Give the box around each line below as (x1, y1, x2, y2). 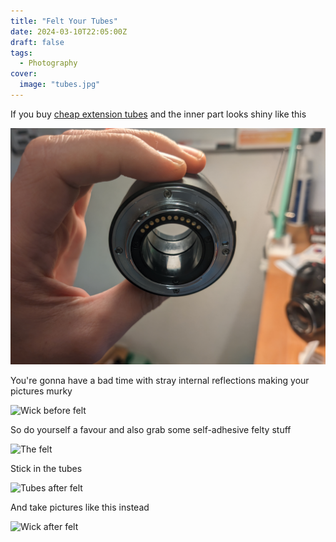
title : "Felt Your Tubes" (10, 16, 118, 26)
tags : (10, 48, 33, 58)
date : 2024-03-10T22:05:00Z (10, 26, 128, 37)
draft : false (10, 37, 65, 47)
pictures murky (10, 385, 73, 397)
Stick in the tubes (10, 462, 83, 474)
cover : (10, 69, 38, 79)
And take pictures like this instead (10, 501, 150, 513)
